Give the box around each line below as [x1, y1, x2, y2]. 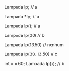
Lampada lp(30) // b [4, 33, 45, 38]
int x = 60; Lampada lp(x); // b [4, 61, 65, 66]
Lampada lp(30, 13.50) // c [4, 51, 58, 57]
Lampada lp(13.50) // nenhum [4, 42, 64, 48]
